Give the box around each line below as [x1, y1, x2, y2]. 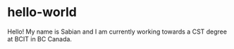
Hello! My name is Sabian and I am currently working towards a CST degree [7, 27, 228, 36]
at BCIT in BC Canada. [7, 34, 73, 43]
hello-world [7, 4, 78, 20]
